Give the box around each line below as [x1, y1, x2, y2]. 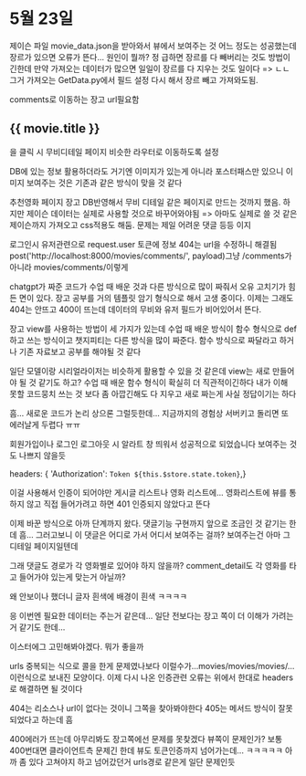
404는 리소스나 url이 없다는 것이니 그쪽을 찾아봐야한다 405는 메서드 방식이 [9, 702, 277, 713]
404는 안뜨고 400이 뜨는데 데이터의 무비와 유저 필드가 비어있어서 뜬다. [9, 303, 262, 315]
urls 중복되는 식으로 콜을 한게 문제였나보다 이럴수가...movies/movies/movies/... [9, 660, 295, 671]
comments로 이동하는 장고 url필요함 [9, 93, 140, 105]
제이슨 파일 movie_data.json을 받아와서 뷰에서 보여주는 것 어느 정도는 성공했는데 [9, 40, 297, 51]
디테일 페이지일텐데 [9, 540, 79, 551]
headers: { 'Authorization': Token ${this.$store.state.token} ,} [9, 467, 247, 479]
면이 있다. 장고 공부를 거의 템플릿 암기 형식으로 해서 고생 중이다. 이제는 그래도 [18, 292, 294, 303]
